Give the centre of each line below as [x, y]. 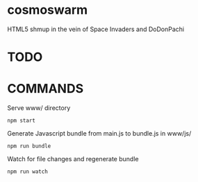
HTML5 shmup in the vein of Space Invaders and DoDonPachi [96, 29]
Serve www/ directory [39, 108]
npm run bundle [29, 146]
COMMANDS [46, 89]
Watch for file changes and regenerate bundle [73, 159]
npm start [22, 121]
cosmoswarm [48, 10]
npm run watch [28, 172]
